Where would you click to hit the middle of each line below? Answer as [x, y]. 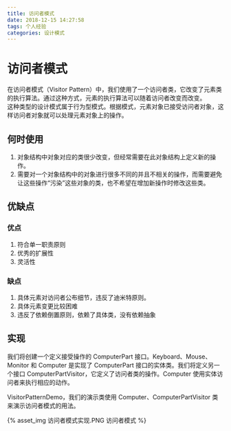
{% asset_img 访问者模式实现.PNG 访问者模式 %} [77, 420]
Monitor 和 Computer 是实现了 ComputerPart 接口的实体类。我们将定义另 [111, 365]
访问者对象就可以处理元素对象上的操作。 [70, 115]
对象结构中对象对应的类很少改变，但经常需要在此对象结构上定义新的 [113, 157]
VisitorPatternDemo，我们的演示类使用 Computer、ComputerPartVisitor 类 [113, 397]
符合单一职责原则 [41, 244]
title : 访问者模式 [31, 13]
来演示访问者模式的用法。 [43, 405]
